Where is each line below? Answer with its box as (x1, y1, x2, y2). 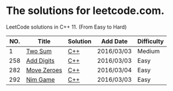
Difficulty (137, 37, 164, 45)
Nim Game (26, 75, 55, 83)
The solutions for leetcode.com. (6, 4, 165, 17)
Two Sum (26, 47, 52, 55)
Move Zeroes (26, 66, 62, 74)
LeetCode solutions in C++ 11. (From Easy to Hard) (6, 23, 127, 30)
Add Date (101, 37, 128, 45)
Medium (137, 47, 160, 55)
